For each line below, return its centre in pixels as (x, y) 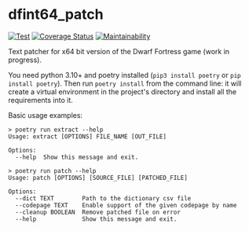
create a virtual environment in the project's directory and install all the (123, 91)
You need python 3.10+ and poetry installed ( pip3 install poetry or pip (124, 75)
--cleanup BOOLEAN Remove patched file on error (98, 212)
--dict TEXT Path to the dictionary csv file (103, 198)
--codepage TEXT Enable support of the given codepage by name (126, 205)
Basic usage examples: (46, 115)
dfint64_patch (56, 15)
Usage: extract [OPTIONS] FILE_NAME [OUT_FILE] (88, 136)
